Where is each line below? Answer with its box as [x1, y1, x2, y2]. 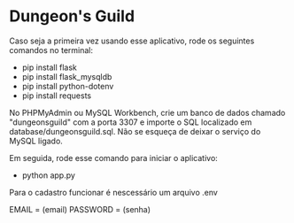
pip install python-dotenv [21, 81, 114, 91]
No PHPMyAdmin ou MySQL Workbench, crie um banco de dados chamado [9, 107, 286, 118]
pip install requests [21, 90, 91, 101]
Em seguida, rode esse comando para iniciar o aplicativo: [9, 152, 219, 163]
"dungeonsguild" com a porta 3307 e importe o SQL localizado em [9, 117, 252, 127]
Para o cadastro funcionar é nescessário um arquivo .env [9, 187, 219, 197]
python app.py [21, 170, 75, 181]
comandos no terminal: [9, 44, 93, 55]
